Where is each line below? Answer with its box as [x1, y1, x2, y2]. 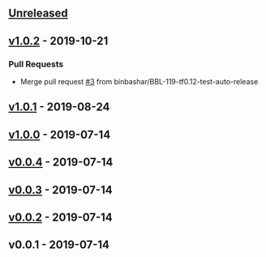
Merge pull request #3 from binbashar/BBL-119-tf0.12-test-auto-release [19, 77, 259, 87]
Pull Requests [8, 58, 64, 70]
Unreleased [8, 6, 69, 20]
